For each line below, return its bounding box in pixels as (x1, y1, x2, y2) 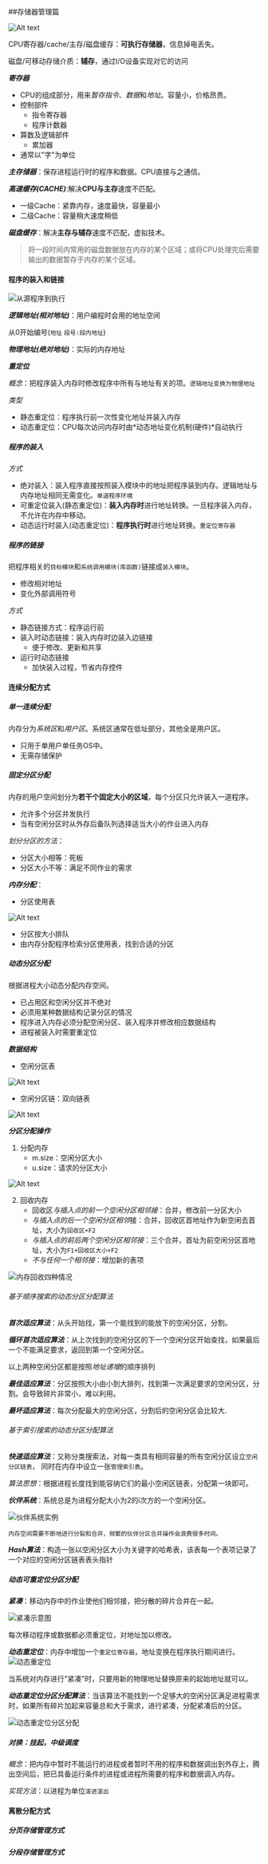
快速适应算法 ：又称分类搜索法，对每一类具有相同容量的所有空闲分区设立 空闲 (8, 1452, 258, 1461)
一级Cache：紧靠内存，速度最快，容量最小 (19, 201, 161, 210)
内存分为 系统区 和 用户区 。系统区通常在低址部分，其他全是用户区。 (8, 723, 225, 733)
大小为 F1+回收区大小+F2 (45, 1245, 118, 1255)
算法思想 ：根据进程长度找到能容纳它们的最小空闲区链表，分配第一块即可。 (8, 1479, 253, 1488)
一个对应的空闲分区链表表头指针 (8, 1555, 113, 1565)
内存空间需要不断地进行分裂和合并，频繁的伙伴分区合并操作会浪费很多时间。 (8, 1530, 223, 1538)
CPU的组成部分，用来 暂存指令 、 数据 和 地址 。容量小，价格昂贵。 (19, 90, 231, 100)
